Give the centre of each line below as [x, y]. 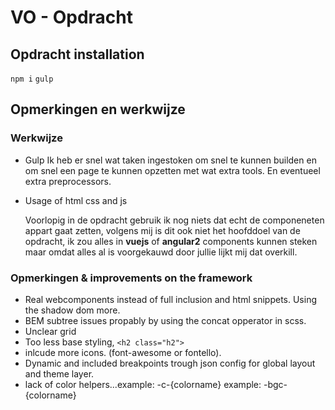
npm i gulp [32, 79]
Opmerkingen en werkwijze [98, 109]
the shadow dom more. [72, 310]
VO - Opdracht [72, 17]
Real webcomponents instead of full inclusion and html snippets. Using [171, 299]
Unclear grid [50, 331]
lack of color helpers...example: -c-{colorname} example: [143, 384]
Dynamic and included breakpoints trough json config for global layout [170, 363]
